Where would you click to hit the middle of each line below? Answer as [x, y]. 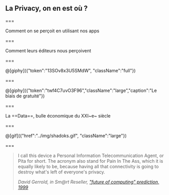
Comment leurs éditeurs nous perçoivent [48, 50]
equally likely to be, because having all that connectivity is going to [88, 166]
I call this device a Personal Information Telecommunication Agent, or [91, 155]
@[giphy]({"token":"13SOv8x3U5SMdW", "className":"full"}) [71, 70]
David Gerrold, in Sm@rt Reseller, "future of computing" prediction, [89, 182]
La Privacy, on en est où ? [46, 8]
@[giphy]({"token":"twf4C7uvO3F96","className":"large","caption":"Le [81, 90]
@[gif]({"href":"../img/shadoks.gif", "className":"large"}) [66, 135]
